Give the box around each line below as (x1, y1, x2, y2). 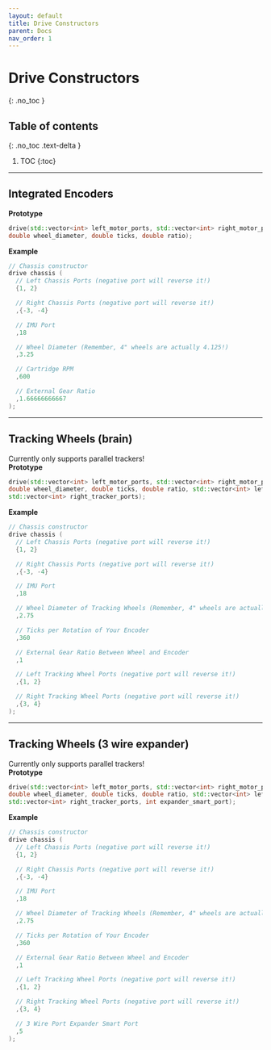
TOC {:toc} (19, 157, 56, 165)
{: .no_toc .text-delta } (8, 140, 81, 150)
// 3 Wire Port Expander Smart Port (15, 1019, 139, 1027)
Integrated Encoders (8, 187, 115, 201)
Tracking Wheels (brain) (8, 433, 133, 446)
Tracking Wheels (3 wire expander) (8, 738, 190, 751)
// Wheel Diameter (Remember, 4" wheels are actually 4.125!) (15, 343, 229, 351)
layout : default (8, 11, 63, 20)
